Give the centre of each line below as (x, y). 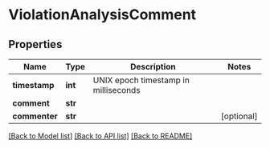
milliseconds (117, 90)
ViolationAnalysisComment (102, 15)
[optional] (239, 116)
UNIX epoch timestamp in (141, 80)
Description (153, 67)
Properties (35, 44)
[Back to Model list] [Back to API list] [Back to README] (100, 136)
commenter (35, 116)
